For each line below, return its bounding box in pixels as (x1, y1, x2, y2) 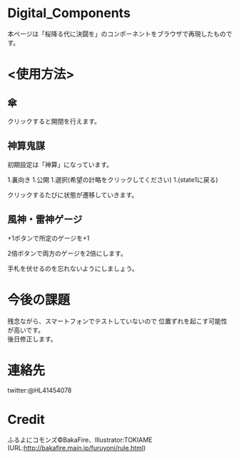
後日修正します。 (7, 334, 57, 343)
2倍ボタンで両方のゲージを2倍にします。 (7, 248, 127, 258)
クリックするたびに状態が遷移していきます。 (7, 191, 138, 199)
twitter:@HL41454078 (7, 386, 72, 395)
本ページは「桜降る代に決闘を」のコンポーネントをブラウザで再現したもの (7, 29, 226, 38)
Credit (7, 411, 45, 428)
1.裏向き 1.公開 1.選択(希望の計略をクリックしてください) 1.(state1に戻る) (7, 175, 219, 183)
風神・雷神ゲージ (7, 213, 83, 226)
